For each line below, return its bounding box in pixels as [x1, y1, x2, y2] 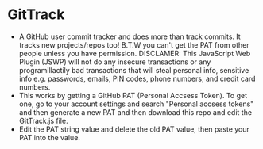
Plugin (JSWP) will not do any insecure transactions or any [18, 57, 211, 67]
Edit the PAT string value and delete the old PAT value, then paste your [18, 124, 249, 134]
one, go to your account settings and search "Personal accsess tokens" [18, 99, 254, 109]
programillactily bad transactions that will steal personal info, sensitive [18, 65, 249, 74]
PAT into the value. [18, 132, 81, 142]
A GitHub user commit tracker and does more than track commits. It [18, 32, 242, 41]
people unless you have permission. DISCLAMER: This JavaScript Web [18, 48, 251, 58]
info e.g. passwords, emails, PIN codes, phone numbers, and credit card [18, 74, 256, 83]
